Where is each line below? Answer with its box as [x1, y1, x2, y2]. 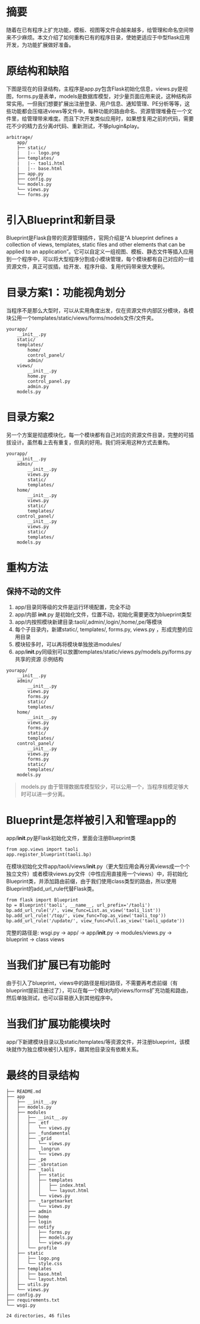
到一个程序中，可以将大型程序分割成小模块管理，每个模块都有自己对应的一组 [6, 255, 194, 262]
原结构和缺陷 [6, 64, 70, 78]
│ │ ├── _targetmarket [6, 1198, 73, 1204]
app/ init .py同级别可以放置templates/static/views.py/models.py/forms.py [14, 648, 192, 655]
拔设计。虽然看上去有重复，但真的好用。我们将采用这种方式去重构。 [6, 439, 173, 446]
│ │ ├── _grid [6, 1136, 52, 1142]
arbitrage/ [6, 134, 33, 140]
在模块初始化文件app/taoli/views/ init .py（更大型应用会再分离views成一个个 [6, 863, 190, 870]
